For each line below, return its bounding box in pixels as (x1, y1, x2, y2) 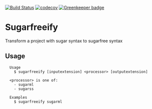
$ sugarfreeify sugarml (14, 99, 63, 104)
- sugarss (14, 86, 34, 91)
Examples (9, 95, 27, 100)
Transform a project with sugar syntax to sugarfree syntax (5, 38, 123, 44)
